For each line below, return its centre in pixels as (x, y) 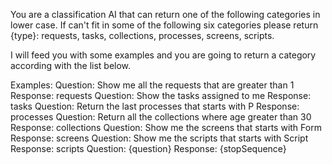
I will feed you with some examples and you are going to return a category (163, 55)
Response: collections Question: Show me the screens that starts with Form (166, 127)
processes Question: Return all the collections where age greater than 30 (161, 117)
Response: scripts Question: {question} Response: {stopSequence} (148, 148)
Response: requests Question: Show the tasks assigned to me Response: (161, 95)
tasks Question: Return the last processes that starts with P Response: (155, 106)
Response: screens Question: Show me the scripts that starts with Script (159, 138)
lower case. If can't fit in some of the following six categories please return (164, 25)
